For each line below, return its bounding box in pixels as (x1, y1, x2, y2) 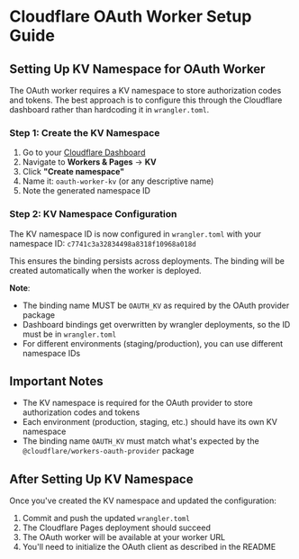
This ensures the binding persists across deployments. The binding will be (9, 255, 285, 266)
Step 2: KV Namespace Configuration (9, 208, 177, 221)
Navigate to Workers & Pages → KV (22, 157, 157, 167)
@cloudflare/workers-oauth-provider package (22, 446, 195, 456)
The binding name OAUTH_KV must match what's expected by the (22, 436, 259, 446)
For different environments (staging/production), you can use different (22, 338, 284, 348)
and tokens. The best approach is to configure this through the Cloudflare (9, 95, 283, 105)
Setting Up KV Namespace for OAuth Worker (9, 61, 266, 77)
